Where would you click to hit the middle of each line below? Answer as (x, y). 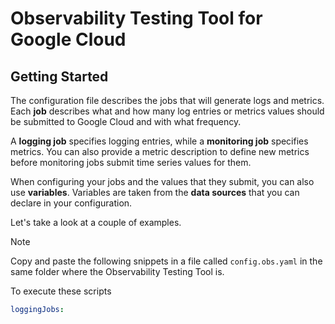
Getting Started (59, 76)
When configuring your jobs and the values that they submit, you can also (162, 181)
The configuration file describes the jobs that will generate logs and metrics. (167, 100)
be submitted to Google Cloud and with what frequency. (126, 121)
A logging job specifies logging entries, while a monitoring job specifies (159, 141)
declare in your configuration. (71, 203)
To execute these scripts (61, 291)
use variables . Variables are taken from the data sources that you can (155, 192)
